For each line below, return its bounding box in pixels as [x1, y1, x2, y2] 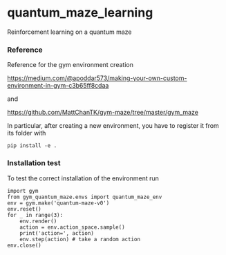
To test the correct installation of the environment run [7, 174, 159, 182]
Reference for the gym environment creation [7, 61, 133, 69]
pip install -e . [7, 142, 57, 149]
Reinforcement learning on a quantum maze [7, 28, 132, 36]
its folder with [7, 129, 46, 138]
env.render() [19, 218, 57, 225]
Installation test [7, 158, 61, 168]
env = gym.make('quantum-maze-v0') [7, 199, 110, 207]
